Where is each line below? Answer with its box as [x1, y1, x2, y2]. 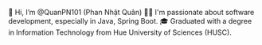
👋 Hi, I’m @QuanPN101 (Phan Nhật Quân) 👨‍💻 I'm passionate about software [8, 8, 255, 17]
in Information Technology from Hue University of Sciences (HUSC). [8, 28, 233, 37]
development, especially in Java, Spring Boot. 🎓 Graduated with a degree [8, 17, 252, 25]
